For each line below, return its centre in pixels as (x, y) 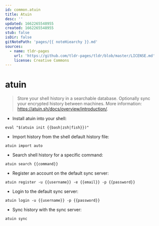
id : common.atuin (23, 10)
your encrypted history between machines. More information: (79, 104)
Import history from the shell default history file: (61, 137)
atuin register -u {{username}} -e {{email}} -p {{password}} (70, 182)
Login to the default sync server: (45, 191)
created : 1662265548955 (30, 28)
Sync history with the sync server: (47, 210)
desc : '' (14, 19)
